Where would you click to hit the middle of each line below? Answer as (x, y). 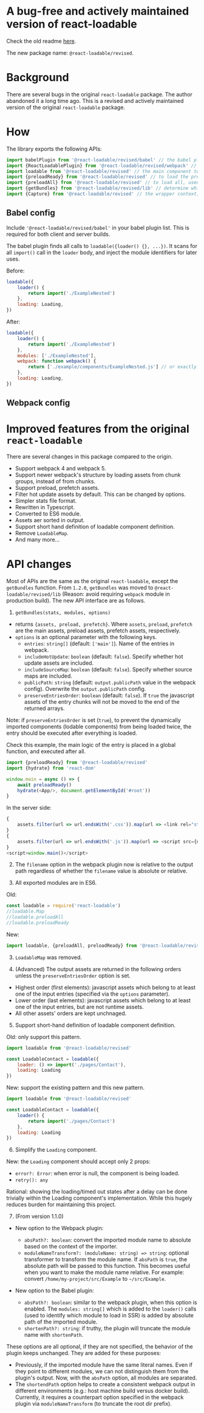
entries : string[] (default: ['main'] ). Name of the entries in (99, 643)
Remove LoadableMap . (42, 533)
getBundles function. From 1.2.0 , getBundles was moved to (80, 588)
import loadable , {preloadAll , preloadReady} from (72, 946)
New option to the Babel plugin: (54, 1291)
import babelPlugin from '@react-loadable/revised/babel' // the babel (99, 160)
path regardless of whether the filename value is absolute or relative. (101, 871)
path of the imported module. (61, 1322)
